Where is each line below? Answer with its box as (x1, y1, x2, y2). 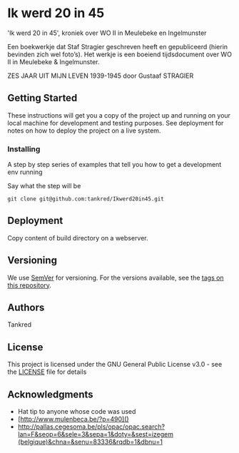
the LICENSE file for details (7, 367, 87, 376)
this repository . (7, 280, 52, 290)
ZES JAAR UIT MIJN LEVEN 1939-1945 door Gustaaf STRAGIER (7, 71, 194, 80)
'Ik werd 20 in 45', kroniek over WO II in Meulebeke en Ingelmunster (7, 29, 207, 37)
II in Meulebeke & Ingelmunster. (7, 57, 100, 66)
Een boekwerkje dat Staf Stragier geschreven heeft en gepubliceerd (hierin (7, 42, 228, 51)
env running (7, 168, 43, 176)
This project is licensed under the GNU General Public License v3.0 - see (7, 360, 223, 369)
